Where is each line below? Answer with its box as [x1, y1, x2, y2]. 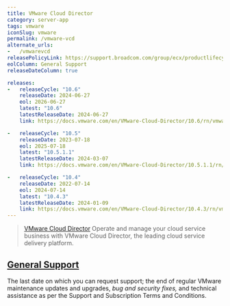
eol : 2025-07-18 [19, 143, 66, 150]
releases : [7, 79, 36, 86]
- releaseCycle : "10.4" [7, 174, 81, 181]
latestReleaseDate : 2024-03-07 [19, 155, 109, 163]
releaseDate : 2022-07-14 [19, 180, 90, 187]
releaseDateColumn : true [7, 67, 78, 74]
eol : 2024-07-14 [19, 186, 66, 193]
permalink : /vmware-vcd [7, 36, 75, 42]
